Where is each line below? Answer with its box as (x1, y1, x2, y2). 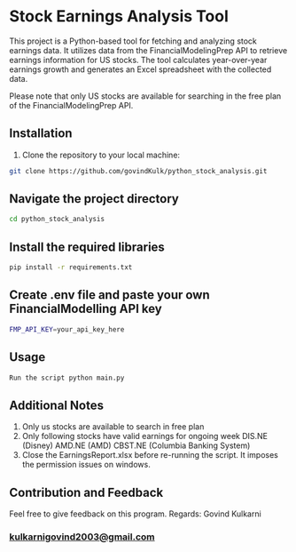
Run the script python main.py (9, 373, 125, 382)
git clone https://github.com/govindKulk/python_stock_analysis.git (9, 166, 268, 175)
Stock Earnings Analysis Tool (9, 6, 229, 27)
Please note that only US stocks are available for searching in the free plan (9, 91, 282, 101)
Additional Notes (9, 397, 105, 412)
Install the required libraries (9, 239, 166, 254)
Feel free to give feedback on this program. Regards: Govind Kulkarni (9, 508, 261, 519)
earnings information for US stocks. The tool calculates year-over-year (9, 54, 268, 65)
